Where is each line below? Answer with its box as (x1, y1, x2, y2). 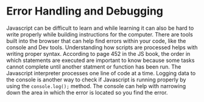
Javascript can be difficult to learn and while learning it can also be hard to (6, 24, 194, 32)
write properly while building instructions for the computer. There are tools (6, 30, 193, 38)
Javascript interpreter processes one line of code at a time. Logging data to (6, 69, 196, 76)
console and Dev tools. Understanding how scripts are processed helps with (6, 44, 198, 51)
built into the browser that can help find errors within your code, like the (6, 37, 186, 44)
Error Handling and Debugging (6, 4, 163, 18)
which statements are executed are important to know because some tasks (6, 56, 195, 64)
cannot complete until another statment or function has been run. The (6, 63, 181, 70)
